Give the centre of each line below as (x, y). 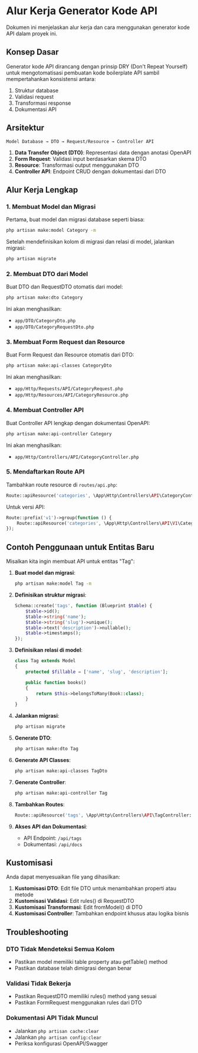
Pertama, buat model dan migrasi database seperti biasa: (75, 219)
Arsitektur (25, 128)
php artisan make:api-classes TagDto (61, 771)
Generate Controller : (40, 782)
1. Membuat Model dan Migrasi (51, 206)
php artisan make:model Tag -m (53, 584)
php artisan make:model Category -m (51, 231)
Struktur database (37, 90)
